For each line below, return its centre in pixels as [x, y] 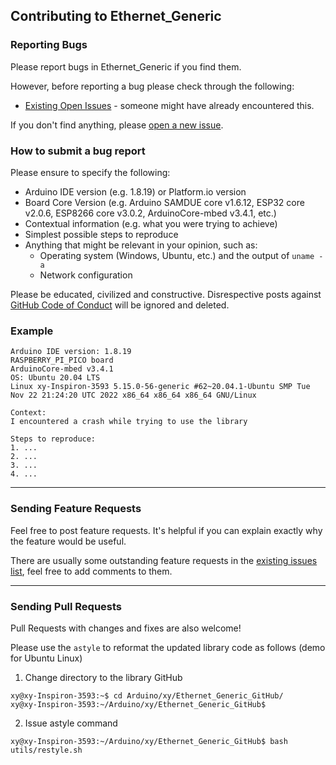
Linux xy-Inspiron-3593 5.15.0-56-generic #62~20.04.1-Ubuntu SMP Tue [160, 387]
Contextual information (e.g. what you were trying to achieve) [151, 223]
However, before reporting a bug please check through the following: [152, 86]
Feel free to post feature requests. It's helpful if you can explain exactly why [166, 530]
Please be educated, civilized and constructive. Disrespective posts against [166, 294]
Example [32, 331]
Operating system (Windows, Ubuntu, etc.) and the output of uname [177, 255]
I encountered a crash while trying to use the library [129, 422]
